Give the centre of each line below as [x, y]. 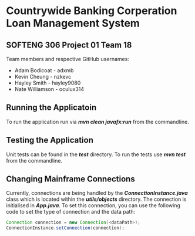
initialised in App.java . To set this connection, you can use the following [93, 205]
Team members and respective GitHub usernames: [68, 59]
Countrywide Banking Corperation [92, 11]
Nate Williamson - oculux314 [49, 89]
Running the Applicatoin [51, 108]
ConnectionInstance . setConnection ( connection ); [65, 228]
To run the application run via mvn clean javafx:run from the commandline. [97, 122]
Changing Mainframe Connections [70, 179]
